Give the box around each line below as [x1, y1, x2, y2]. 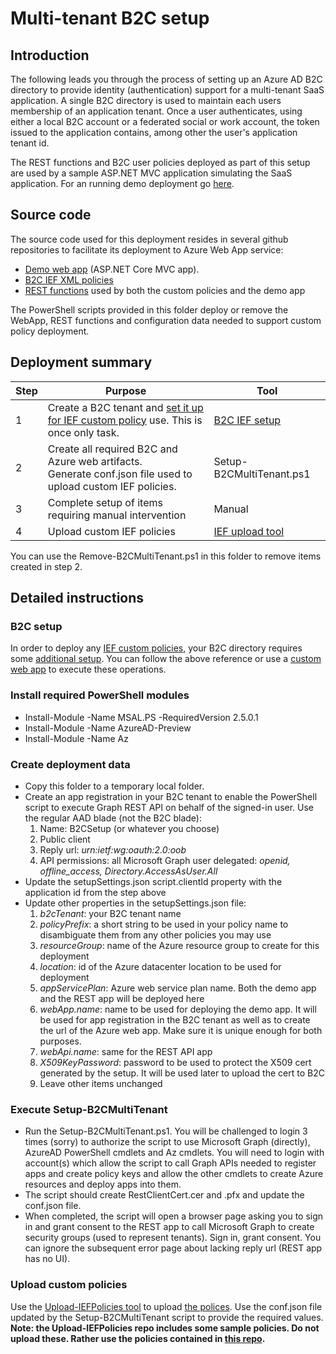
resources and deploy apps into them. [24, 1178, 182, 1191]
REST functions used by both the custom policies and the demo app [24, 284, 306, 296]
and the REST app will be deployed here [39, 992, 205, 1004]
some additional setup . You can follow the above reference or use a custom [10, 653, 322, 665]
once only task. [47, 425, 120, 439]
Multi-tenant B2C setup [10, 7, 210, 30]
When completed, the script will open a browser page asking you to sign [24, 1210, 324, 1222]
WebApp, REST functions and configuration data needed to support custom [10, 314, 322, 326]
